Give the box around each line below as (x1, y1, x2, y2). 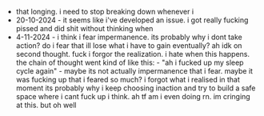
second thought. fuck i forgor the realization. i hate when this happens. (15, 50, 250, 58)
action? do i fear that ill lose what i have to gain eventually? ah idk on (15, 41, 242, 50)
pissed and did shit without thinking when (15, 24, 154, 33)
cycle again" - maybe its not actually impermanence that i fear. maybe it (15, 66, 254, 75)
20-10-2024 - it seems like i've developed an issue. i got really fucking (15, 15, 249, 25)
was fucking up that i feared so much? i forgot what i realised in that (15, 75, 240, 84)
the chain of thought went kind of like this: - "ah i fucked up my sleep (15, 58, 244, 67)
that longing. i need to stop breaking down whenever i (15, 7, 194, 16)
